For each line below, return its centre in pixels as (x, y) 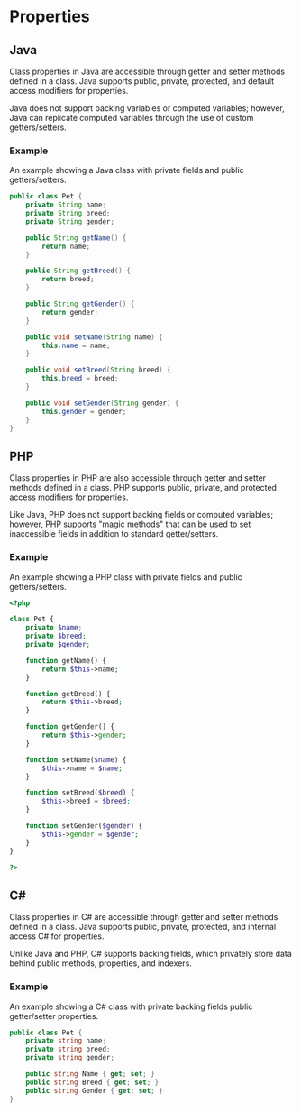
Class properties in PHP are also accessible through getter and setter (138, 478)
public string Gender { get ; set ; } (95, 1090)
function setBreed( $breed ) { (80, 793)
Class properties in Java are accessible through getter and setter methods (147, 71)
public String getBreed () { (78, 271)
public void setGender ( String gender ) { (102, 403)
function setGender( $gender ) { (84, 826)
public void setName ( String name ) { (95, 337)
